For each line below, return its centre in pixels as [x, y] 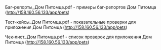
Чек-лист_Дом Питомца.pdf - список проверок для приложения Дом [79, 37]
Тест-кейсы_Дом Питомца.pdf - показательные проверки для [71, 22]
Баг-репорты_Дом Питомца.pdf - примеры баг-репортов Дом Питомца [81, 7]
